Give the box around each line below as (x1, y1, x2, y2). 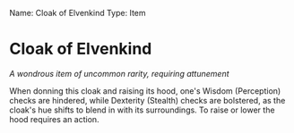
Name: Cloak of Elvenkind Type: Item (9, 8, 146, 18)
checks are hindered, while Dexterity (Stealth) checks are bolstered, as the (9, 95, 286, 105)
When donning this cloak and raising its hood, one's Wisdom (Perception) (9, 85, 281, 96)
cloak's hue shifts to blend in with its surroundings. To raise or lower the (9, 104, 275, 115)
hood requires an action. (9, 113, 100, 124)
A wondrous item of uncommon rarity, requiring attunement (9, 68, 230, 79)
